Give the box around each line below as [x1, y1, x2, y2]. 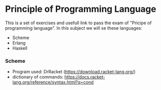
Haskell [12, 45, 28, 51]
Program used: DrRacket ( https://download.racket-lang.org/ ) [12, 69, 136, 75]
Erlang [12, 40, 26, 45]
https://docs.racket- [64, 74, 105, 80]
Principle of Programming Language [5, 3, 157, 15]
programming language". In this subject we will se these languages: [5, 25, 142, 31]
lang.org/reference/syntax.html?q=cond [12, 79, 94, 85]
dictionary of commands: [12, 74, 64, 80]
